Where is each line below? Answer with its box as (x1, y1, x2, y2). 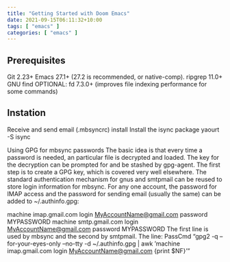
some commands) (7, 87, 58, 96)
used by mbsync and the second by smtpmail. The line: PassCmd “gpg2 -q (7, 232, 218, 240)
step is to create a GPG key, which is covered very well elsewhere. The (7, 167, 207, 176)
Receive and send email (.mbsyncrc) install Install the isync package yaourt (7, 125, 220, 134)
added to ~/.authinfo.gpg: (7, 197, 79, 205)
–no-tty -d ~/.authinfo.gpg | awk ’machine (62, 239, 180, 248)
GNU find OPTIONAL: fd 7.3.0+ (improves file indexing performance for (7, 80, 207, 88)
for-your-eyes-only (7, 239, 62, 248)
